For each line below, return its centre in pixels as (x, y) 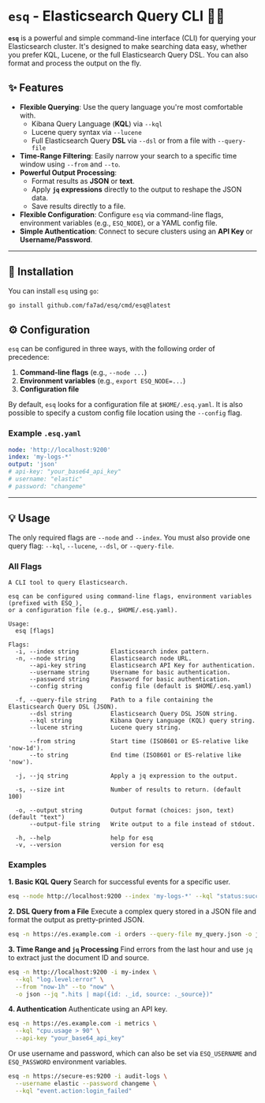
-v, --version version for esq (90, 845)
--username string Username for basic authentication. (130, 672)
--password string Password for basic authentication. (130, 679)
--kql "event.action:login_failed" (74, 1091)
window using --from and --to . (70, 164)
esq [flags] (35, 630)
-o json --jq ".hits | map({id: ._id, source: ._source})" (114, 994)
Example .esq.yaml (45, 433)
